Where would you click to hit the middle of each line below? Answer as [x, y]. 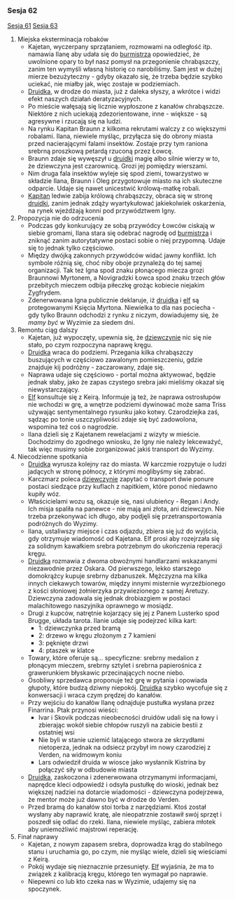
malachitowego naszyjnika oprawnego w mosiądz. [100, 606]
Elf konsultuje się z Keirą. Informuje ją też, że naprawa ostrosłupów [124, 397]
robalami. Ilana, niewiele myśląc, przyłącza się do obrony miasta [120, 136]
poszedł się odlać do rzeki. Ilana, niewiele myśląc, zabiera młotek [122, 822]
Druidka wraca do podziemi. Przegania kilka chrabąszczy [111, 352]
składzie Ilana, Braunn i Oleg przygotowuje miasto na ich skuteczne [125, 181]
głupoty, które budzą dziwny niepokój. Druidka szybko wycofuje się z [128, 688]
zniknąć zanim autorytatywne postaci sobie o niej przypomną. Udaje [127, 241]
